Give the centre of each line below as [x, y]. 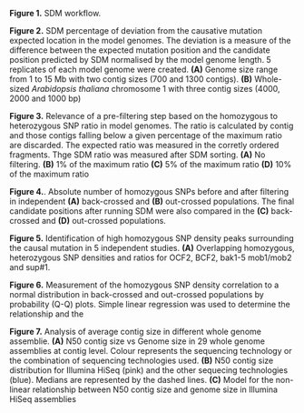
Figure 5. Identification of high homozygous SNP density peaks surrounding [152, 238]
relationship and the [47, 314]
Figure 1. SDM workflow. [55, 13]
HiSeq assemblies [43, 399]
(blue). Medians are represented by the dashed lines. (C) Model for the [142, 380]
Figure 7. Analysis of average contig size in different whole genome [135, 332]
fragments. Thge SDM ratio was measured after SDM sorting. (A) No [137, 155]
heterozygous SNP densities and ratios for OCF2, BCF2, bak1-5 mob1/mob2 [151, 257]
